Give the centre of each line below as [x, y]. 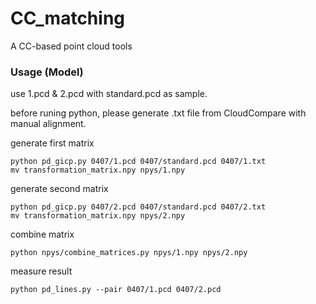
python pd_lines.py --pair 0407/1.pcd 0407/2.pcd [116, 290]
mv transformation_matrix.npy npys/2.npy [98, 216]
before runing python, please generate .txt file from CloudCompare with [158, 113]
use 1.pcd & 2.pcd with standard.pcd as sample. [109, 94]
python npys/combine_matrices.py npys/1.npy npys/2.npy [129, 253]
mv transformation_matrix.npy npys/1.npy [98, 170]
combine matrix [42, 234]
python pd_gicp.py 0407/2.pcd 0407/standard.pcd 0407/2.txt [138, 207]
